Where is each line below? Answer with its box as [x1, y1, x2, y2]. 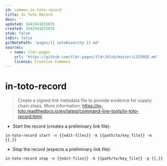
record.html [17, 114, 42, 120]
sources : [5, 45, 24, 50]
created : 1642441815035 [5, 26, 55, 31]
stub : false [5, 31, 30, 36]
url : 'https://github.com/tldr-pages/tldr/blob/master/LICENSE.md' [14, 54, 158, 60]
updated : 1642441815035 [5, 21, 55, 27]
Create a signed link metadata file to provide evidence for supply [17, 97, 152, 103]
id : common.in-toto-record [5, 7, 62, 13]
